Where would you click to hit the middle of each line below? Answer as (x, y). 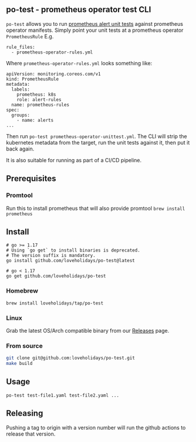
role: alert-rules (39, 99)
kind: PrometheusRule (33, 79)
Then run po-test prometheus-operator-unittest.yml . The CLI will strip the (97, 136)
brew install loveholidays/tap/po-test (55, 303)
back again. (20, 149)
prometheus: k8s (37, 94)
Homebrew (22, 291)
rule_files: (21, 47)
